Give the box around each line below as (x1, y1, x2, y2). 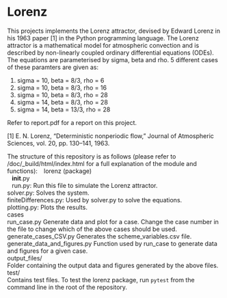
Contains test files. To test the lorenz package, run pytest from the (7, 275, 195, 284)
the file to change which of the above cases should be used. (7, 225, 178, 233)
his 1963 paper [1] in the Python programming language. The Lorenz (7, 33, 200, 42)
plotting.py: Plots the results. (7, 203, 88, 211)
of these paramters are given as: (7, 63, 99, 71)
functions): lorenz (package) (7, 167, 92, 175)
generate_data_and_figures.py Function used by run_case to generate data (7, 239, 217, 247)
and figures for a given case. (7, 247, 88, 255)
